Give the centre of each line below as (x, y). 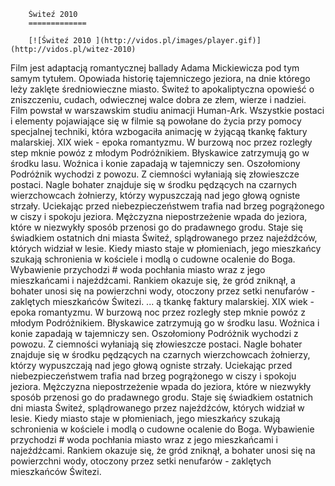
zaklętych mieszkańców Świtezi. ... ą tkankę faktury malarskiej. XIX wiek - (162, 301)
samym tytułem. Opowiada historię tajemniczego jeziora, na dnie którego (160, 78)
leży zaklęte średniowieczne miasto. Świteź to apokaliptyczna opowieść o (162, 89)
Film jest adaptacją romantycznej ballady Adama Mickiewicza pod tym (155, 68)
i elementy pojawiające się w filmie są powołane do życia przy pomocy (156, 121)
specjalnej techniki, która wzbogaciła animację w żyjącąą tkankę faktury (159, 131)
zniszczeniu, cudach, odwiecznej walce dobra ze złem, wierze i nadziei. (158, 99)
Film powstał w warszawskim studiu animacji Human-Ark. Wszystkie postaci (167, 110)
